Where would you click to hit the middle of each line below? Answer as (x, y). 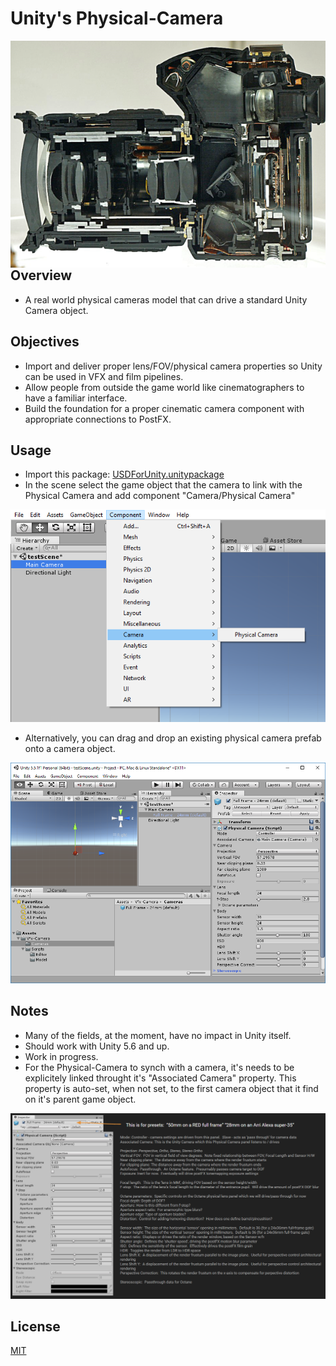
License (35, 1326)
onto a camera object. (70, 749)
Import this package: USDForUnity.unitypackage (124, 474)
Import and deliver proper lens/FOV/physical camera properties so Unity (173, 366)
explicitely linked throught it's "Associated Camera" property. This (160, 1078)
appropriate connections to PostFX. (98, 419)
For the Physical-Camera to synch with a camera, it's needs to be (159, 1067)
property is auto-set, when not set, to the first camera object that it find (171, 1088)
